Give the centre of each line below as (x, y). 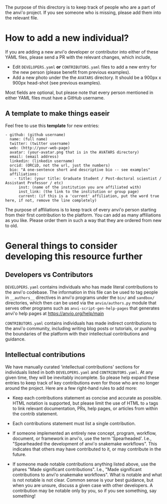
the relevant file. (22, 18)
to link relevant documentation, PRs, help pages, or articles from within (85, 408)
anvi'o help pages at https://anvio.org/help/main (55, 313)
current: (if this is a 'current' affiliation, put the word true (89, 196)
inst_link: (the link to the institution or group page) (79, 191)
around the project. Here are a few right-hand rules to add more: (71, 388)
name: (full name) (29, 139)
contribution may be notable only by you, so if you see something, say (84, 490)
